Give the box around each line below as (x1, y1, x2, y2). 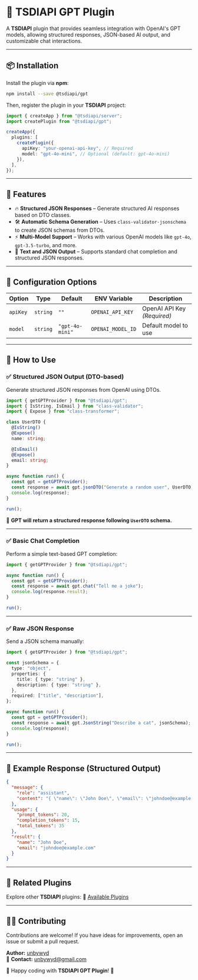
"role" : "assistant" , (16, 790, 70, 796)
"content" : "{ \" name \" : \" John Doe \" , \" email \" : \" (16, 795, 151, 801)
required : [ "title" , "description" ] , (11, 693, 104, 699)
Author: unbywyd (6, 949, 49, 956)
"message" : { (11, 785, 44, 791)
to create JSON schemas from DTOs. (14, 227, 105, 234)
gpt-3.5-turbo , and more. (14, 242, 77, 249)
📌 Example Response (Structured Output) (6, 763, 161, 773)
